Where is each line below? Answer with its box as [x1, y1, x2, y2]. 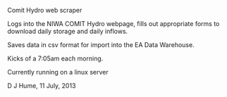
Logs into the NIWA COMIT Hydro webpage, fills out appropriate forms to [7, 20, 220, 27]
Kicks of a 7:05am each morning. [7, 54, 104, 63]
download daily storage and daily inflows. [7, 27, 128, 35]
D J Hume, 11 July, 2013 [7, 82, 76, 90]
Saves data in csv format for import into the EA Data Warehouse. [7, 41, 195, 48]
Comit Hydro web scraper [7, 6, 82, 14]
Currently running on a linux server [7, 68, 109, 76]
